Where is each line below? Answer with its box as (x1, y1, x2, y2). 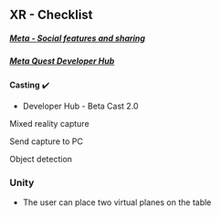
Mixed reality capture (9, 118, 89, 129)
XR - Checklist (9, 7, 93, 23)
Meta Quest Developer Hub (9, 56, 115, 67)
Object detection (9, 153, 73, 164)
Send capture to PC (9, 136, 84, 147)
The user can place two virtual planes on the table (22, 197, 212, 208)
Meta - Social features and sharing (9, 32, 146, 44)
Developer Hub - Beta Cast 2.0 (22, 100, 139, 111)
